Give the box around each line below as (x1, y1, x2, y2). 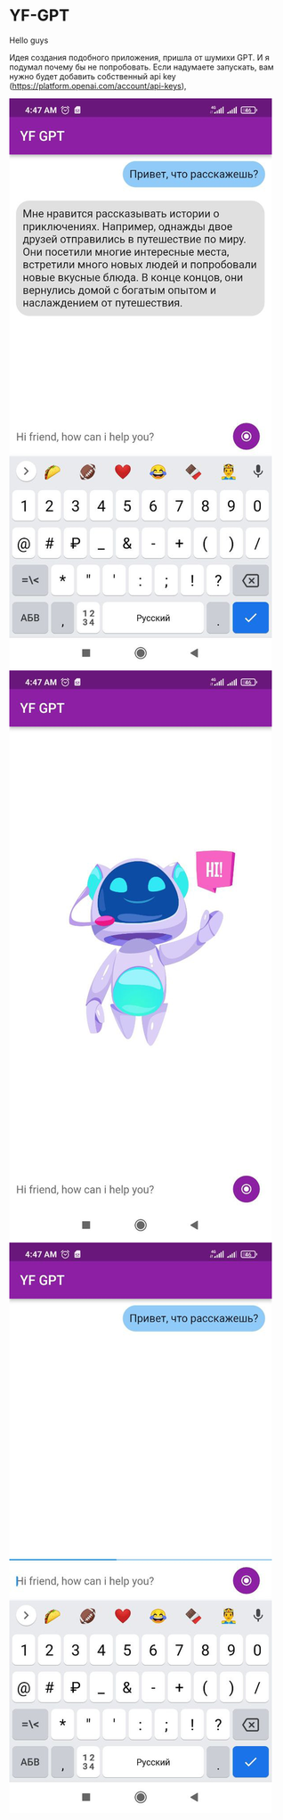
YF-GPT (9, 5, 69, 26)
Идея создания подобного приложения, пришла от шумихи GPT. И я (9, 52, 270, 62)
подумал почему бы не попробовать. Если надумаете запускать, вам (9, 61, 274, 72)
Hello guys (9, 35, 49, 45)
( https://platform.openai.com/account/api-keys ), (9, 80, 187, 91)
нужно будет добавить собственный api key (9, 70, 176, 81)
